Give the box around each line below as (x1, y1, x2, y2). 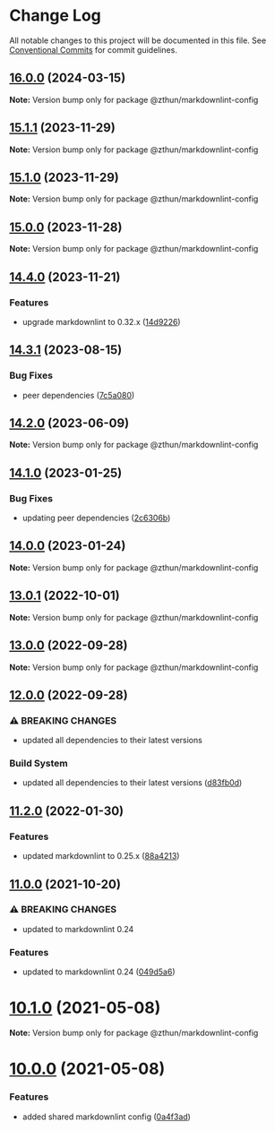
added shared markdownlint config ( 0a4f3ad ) (21, 1111, 191, 1122)
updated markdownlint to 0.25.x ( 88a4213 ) (21, 851, 180, 861)
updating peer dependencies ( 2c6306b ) (21, 512, 171, 524)
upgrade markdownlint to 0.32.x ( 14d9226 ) (21, 316, 181, 327)
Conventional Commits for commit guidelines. (9, 44, 177, 55)
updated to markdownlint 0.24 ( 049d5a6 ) (21, 966, 176, 977)
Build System (9, 758, 69, 770)
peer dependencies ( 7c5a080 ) (21, 390, 135, 400)
